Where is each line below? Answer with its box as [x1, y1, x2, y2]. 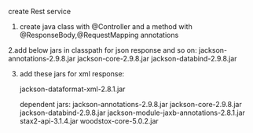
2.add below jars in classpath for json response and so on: [8, 46, 198, 54]
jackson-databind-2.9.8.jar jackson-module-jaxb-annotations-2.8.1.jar [19, 108, 246, 117]
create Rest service [8, 7, 71, 16]
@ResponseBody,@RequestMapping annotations [19, 31, 179, 39]
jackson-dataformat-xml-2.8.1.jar [19, 84, 126, 94]
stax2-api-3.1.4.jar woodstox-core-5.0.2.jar [19, 116, 159, 125]
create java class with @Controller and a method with [19, 22, 192, 31]
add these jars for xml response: [19, 69, 125, 78]
